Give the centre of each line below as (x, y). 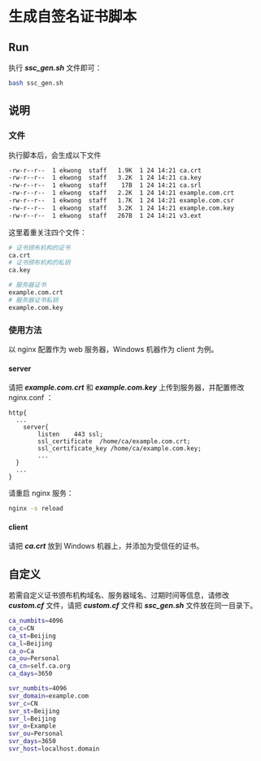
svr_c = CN (23, 703)
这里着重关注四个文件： (48, 232)
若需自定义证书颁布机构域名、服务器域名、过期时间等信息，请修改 (119, 595)
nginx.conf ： (31, 398)
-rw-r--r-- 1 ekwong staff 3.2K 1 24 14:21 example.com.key (121, 208)
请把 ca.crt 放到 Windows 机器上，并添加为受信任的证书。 (106, 546)
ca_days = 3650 (30, 674)
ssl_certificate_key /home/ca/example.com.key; (120, 449)
